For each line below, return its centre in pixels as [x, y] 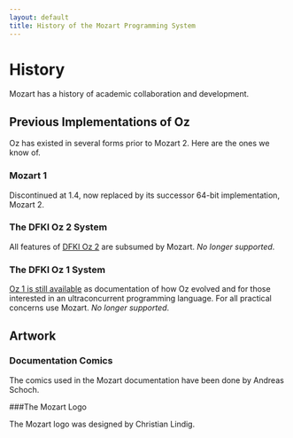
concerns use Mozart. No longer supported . [89, 308]
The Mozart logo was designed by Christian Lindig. [102, 424]
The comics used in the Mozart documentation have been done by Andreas [147, 380]
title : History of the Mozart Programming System [103, 26]
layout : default [39, 17]
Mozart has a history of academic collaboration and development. [129, 94]
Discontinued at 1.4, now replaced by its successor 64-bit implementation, [145, 195]
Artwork [33, 336]
